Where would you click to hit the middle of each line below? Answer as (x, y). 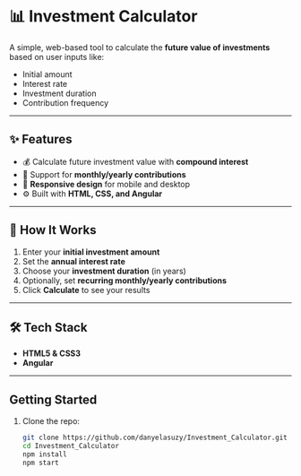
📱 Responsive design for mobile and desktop (106, 184)
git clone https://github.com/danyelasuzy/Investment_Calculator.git (155, 438)
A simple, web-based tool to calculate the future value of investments (140, 47)
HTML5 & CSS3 (52, 353)
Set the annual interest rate (73, 261)
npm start (41, 463)
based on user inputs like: (57, 56)
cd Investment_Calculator (70, 446)
